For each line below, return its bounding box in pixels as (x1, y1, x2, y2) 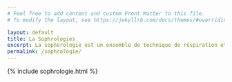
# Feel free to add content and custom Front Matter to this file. (7, 10, 206, 17)
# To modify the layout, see (7, 17, 91, 23)
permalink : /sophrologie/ (7, 48, 81, 55)
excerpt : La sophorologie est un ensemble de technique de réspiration (7, 42, 217, 49)
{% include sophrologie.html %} (7, 67, 98, 75)
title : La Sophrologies (7, 35, 76, 42)
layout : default (7, 29, 54, 36)
